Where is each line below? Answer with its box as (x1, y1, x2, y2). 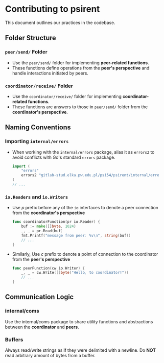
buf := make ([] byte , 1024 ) (21, 224, 76, 229)
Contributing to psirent (5, 3, 100, 15)
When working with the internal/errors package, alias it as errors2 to (12, 149, 155, 155)
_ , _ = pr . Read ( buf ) (21, 229, 63, 234)
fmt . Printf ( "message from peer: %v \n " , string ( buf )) (21, 233, 131, 238)
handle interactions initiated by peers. (12, 70, 89, 76)
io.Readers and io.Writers (5, 194, 69, 200)
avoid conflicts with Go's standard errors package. (12, 154, 116, 160)
